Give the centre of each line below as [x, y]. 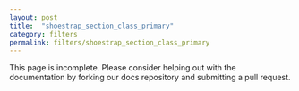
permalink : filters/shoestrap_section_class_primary [110, 42]
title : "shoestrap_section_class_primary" [92, 26]
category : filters [43, 34]
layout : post [34, 17]
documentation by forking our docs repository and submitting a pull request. [150, 78]
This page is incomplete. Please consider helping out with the [123, 68]
